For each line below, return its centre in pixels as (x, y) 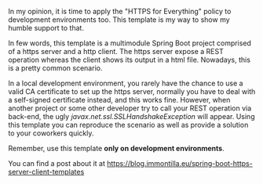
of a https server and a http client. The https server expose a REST (116, 51)
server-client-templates (46, 172)
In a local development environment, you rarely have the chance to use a (126, 83)
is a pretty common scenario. (55, 68)
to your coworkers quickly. (51, 133)
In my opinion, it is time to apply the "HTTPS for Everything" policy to (120, 11)
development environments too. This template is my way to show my (119, 20)
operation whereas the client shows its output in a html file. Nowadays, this (130, 60)
